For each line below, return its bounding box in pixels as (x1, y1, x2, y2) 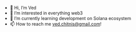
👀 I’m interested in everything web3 (9, 10, 83, 16)
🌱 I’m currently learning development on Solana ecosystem (9, 15, 131, 21)
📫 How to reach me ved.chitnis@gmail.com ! (9, 21, 102, 27)
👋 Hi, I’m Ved (9, 5, 36, 10)
